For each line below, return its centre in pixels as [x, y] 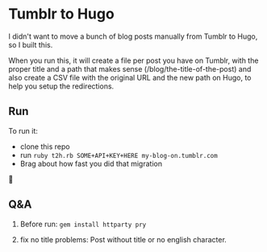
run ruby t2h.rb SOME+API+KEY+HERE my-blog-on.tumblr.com [119, 155]
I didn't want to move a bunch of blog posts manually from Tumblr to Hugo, [133, 36]
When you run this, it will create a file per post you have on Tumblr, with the [133, 60]
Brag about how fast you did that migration [91, 163]
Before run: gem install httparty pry [83, 224]
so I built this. [31, 44]
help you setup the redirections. [61, 86]
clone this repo [45, 147]
